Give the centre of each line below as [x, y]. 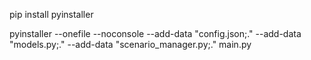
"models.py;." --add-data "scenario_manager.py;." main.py [130, 44]
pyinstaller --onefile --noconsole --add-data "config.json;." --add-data [155, 33]
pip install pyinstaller [51, 14]
